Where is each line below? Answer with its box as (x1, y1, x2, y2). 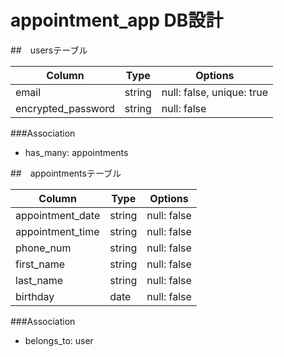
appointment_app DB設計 (10, 9, 224, 32)
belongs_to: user (24, 334, 94, 346)
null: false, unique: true (161, 85, 268, 99)
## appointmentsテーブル (10, 167, 122, 179)
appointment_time (15, 224, 100, 238)
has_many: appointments (24, 146, 129, 158)
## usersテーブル (10, 44, 88, 56)
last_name (15, 273, 64, 287)
